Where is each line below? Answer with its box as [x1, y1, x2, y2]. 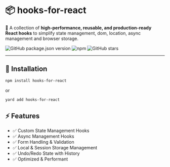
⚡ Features [5, 111, 40, 120]
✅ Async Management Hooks [12, 133, 74, 140]
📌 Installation [5, 65, 48, 73]
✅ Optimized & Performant [12, 156, 68, 162]
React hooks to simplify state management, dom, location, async [5, 30, 141, 36]
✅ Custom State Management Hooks [12, 128, 90, 134]
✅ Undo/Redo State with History [12, 150, 80, 156]
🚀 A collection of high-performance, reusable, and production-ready [5, 24, 152, 31]
